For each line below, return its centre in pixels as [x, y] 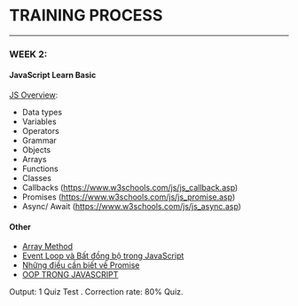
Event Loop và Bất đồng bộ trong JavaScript [103, 256]
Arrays [34, 160]
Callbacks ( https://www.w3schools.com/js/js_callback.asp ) [130, 188]
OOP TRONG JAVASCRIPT [70, 275]
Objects [36, 150]
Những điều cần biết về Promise [81, 265]
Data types [42, 113]
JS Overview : [34, 95]
